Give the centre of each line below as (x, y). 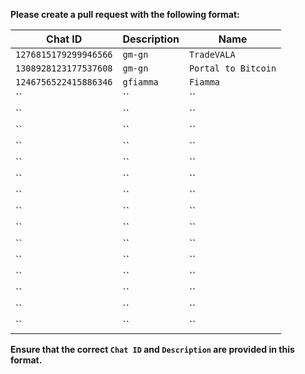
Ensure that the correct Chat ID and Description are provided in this (152, 349)
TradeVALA (212, 54)
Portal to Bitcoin (232, 68)
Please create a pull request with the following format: (125, 14)
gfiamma (140, 82)
